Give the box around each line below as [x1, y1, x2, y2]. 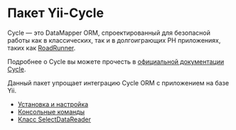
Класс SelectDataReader [17, 115, 91, 124]
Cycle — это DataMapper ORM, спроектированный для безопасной [7, 28, 211, 37]
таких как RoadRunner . [7, 43, 76, 52]
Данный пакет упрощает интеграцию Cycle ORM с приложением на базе [7, 78, 230, 87]
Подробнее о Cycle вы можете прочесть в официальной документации [7, 57, 225, 65]
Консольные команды [17, 107, 85, 116]
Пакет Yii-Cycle [7, 5, 104, 21]
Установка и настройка [17, 99, 89, 108]
